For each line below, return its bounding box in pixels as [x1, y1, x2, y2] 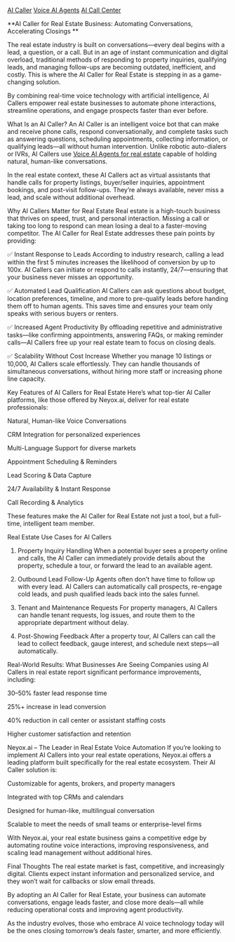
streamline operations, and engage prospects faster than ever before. [7, 107, 208, 114]
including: [7, 675, 36, 683]
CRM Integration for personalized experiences [7, 431, 141, 438]
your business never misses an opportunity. [7, 273, 134, 281]
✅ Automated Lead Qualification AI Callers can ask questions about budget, [7, 287, 226, 295]
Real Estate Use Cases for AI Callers [7, 533, 112, 541]
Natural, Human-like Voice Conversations [7, 417, 127, 425]
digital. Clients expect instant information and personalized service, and [7, 870, 215, 877]
